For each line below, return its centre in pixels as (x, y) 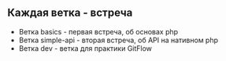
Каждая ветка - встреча (70, 13)
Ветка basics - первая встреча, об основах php (98, 31)
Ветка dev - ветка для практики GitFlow (85, 48)
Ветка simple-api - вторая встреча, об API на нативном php (118, 40)
